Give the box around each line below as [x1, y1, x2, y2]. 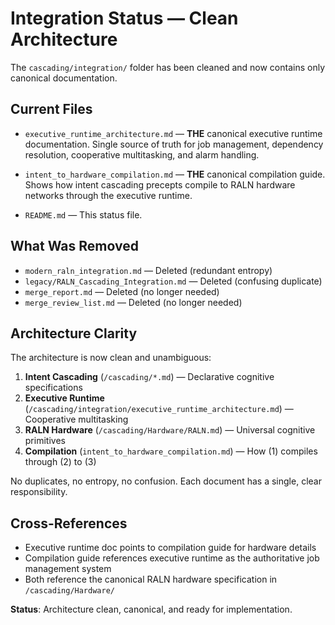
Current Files [10, 101, 93, 118]
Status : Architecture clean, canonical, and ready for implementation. [10, 603, 293, 616]
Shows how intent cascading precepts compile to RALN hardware [24, 178, 296, 191]
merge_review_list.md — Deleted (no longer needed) [24, 296, 243, 308]
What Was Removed [10, 238, 139, 255]
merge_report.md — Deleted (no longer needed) [24, 285, 220, 297]
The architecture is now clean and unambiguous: [10, 352, 212, 364]
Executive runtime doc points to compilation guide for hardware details [24, 542, 317, 554]
